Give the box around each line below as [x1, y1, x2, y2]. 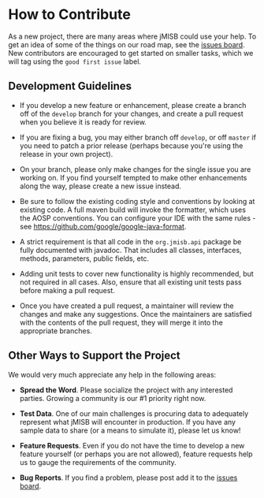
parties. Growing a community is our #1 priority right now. [19, 393, 206, 403]
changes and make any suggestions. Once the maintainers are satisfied [19, 309, 252, 318]
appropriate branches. [19, 325, 92, 336]
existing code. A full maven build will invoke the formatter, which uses [19, 205, 247, 214]
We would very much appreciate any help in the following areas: [8, 370, 217, 379]
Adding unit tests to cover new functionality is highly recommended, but [19, 269, 254, 278]
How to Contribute [8, 6, 132, 24]
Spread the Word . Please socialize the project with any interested [19, 385, 233, 395]
